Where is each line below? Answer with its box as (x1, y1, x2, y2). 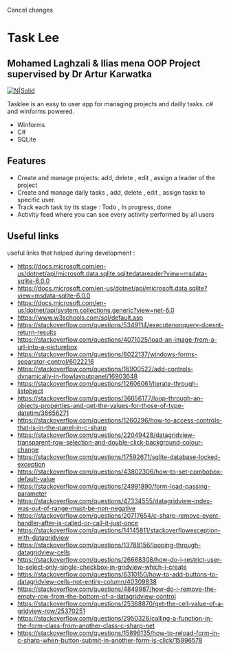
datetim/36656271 (16, 409, 69, 417)
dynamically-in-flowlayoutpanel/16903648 (16, 372, 138, 380)
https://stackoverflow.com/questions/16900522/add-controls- (16, 365, 194, 373)
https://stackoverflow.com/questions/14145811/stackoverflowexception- (16, 526, 221, 534)
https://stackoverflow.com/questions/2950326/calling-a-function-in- (16, 614, 213, 622)
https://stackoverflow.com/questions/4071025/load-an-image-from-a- (16, 335, 217, 344)
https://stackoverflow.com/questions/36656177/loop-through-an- (16, 393, 203, 402)
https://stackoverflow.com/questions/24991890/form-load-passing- (16, 482, 211, 490)
